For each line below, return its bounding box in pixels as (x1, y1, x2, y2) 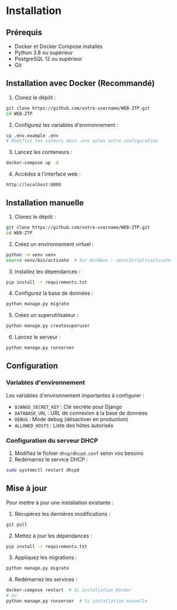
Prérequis (6, 27, 43, 37)
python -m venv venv (6, 251, 57, 258)
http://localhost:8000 (6, 182, 61, 188)
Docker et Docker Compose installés (14, 43, 103, 50)
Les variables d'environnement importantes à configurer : (6, 392, 144, 399)
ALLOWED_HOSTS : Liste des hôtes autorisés (14, 422, 114, 429)
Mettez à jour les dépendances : (14, 532, 92, 539)
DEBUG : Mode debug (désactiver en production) (14, 415, 129, 422)
